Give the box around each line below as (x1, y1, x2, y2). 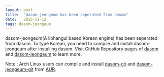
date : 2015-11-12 (5, 17, 47, 22)
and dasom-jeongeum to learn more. (5, 51, 82, 57)
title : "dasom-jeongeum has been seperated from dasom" (5, 12, 128, 17)
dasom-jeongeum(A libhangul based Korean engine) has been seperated (5, 35, 158, 41)
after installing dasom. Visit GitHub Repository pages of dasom (27, 46, 159, 52)
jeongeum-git (5, 66, 34, 72)
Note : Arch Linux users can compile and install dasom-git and (5, 61, 136, 67)
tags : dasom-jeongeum (5, 21, 51, 27)
